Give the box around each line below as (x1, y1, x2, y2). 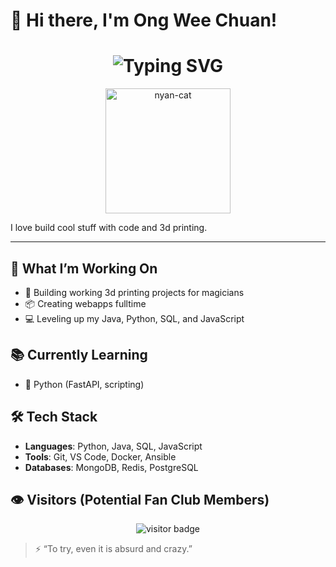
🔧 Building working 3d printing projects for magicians (24, 286, 245, 298)
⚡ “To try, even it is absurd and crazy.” (34, 543, 193, 555)
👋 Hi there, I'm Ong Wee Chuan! (10, 9, 278, 32)
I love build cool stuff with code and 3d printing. (10, 222, 208, 234)
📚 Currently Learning (10, 347, 148, 364)
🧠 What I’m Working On (10, 260, 158, 277)
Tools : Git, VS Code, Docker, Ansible (24, 450, 177, 463)
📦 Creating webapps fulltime (24, 297, 147, 309)
